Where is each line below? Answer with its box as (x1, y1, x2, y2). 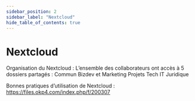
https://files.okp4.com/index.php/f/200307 (6, 89, 110, 96)
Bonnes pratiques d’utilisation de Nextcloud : (6, 82, 115, 89)
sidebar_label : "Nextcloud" (6, 14, 76, 20)
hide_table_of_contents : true (6, 19, 81, 25)
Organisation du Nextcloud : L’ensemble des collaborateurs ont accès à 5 (6, 64, 184, 71)
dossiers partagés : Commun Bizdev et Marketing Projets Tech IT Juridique (6, 71, 189, 78)
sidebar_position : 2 (6, 8, 57, 15)
